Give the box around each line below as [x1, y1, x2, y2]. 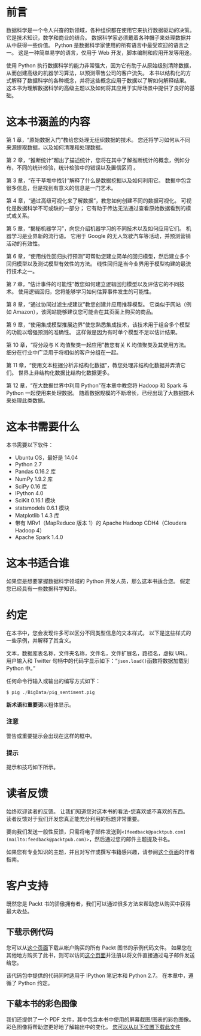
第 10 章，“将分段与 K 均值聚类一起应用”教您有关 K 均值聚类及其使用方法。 [6, 341, 190, 349]
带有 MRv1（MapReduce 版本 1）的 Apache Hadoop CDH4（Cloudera [14, 519, 187, 526]
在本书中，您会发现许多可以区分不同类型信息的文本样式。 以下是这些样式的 [6, 629, 191, 636]
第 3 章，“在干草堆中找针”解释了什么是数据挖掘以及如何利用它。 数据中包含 [6, 177, 191, 184]
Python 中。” [6, 665, 36, 672]
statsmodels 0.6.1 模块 [14, 504, 70, 511]
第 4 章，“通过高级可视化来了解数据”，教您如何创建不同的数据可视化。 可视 [6, 197, 192, 204]
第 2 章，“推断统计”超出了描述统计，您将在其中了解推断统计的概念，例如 [6, 156, 185, 163]
